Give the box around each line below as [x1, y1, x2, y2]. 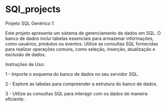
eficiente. [5, 96, 25, 102]
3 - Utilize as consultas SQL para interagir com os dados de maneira [5, 90, 148, 96]
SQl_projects [5, 4, 61, 15]
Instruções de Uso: [5, 61, 45, 67]
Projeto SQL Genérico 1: [5, 20, 55, 26]
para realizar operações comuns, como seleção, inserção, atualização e [5, 46, 155, 52]
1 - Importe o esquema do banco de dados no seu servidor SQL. [5, 71, 139, 77]
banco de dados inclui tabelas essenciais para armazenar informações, [5, 35, 154, 41]
